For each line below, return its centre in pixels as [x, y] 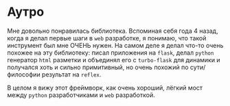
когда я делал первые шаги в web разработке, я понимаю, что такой [107, 38]
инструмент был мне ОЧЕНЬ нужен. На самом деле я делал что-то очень [115, 45]
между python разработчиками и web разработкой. [81, 95]
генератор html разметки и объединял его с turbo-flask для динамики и [114, 59]
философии [24, 74]
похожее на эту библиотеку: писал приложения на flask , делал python [111, 53]
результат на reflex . [71, 74]
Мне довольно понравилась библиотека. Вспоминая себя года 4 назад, [113, 31]
